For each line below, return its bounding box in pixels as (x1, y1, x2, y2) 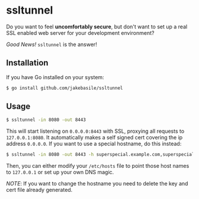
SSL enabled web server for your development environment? (6, 29, 155, 36)
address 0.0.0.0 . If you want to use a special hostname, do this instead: (6, 140, 182, 148)
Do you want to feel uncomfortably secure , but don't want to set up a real (6, 23, 188, 30)
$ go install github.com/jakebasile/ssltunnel (6, 85, 123, 91)
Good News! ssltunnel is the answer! (6, 41, 98, 48)
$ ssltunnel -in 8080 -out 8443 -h (6, 152, 94, 158)
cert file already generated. (6, 187, 73, 194)
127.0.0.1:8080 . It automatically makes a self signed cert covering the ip (6, 134, 183, 141)
